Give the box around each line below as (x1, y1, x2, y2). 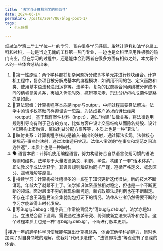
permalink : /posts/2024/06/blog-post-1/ (5, 16, 88, 21)
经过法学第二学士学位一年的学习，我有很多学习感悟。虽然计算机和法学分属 (5, 43, 154, 49)
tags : (5, 20, 16, 26)
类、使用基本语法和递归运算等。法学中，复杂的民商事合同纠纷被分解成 (12, 84, 153, 90)
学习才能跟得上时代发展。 (12, 201, 64, 206)
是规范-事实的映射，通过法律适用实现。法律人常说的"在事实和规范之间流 (12, 139, 157, 144)
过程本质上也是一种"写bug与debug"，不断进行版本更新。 (16, 219, 130, 224)
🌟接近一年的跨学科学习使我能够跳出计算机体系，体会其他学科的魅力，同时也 (5, 229, 157, 235)
